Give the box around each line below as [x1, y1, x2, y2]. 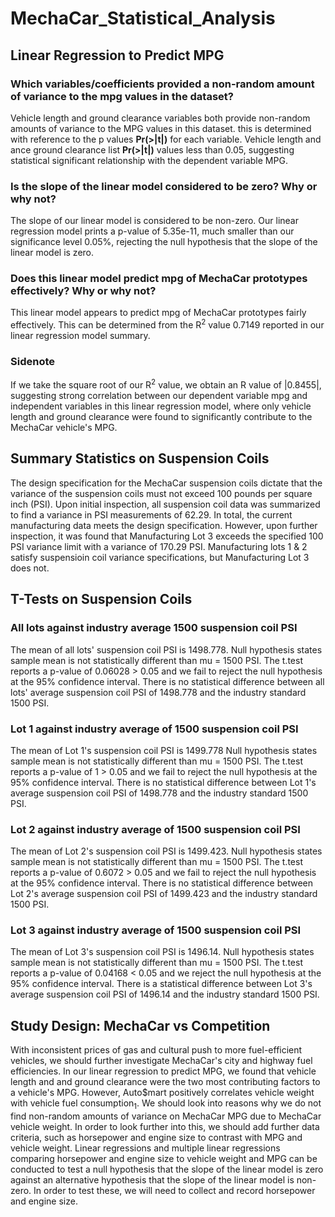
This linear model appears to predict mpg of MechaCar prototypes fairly [10, 307, 307, 319]
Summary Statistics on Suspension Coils [10, 450, 270, 467]
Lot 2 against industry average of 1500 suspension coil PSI [10, 822, 301, 836]
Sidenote [10, 355, 55, 369]
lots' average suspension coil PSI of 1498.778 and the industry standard [10, 686, 307, 698]
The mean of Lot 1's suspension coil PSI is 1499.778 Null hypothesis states [10, 744, 318, 756]
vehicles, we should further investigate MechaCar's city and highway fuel [10, 1055, 313, 1067]
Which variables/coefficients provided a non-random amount [10, 77, 315, 91]
